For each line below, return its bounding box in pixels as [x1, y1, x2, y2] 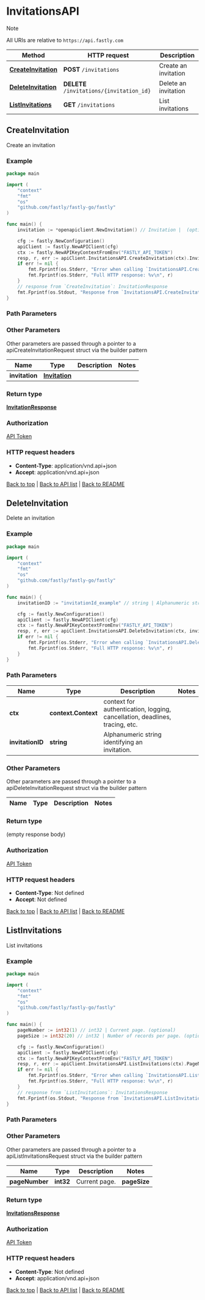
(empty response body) [6, 831, 66, 838]
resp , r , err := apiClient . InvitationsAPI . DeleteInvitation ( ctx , [17, 628, 187, 634]
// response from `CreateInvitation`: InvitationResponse [17, 283, 168, 289]
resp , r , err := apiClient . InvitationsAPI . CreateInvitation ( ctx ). [17, 255, 190, 261]
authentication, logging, [103, 705, 171, 713]
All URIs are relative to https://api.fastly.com [6, 36, 124, 44]
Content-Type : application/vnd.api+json [15, 462, 117, 469]
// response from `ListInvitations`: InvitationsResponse [17, 1089, 168, 1095]
